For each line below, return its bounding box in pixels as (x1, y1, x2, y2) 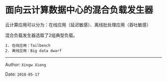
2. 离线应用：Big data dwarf (5, 48, 62, 53)
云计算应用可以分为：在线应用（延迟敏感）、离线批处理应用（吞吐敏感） (5, 22, 151, 28)
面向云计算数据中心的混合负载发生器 (5, 4, 154, 16)
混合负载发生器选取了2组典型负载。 (5, 32, 78, 38)
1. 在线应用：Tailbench (5, 43, 51, 48)
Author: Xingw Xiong (5, 61, 46, 67)
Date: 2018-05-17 (5, 71, 40, 77)
